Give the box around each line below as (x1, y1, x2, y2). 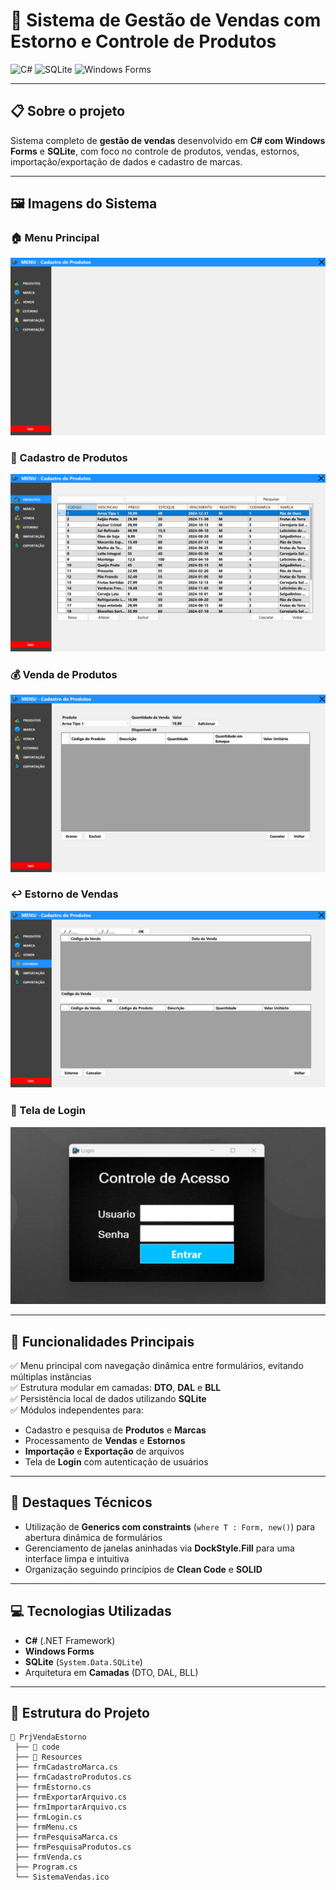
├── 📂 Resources (14, 1752, 83, 1763)
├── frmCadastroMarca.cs (14, 1762, 118, 1773)
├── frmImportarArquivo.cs (14, 1802, 128, 1813)
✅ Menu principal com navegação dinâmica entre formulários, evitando (10, 1359, 304, 1371)
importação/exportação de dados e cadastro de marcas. (10, 155, 243, 168)
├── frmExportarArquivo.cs (14, 1792, 128, 1803)
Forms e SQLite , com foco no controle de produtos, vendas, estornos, (10, 145, 300, 157)
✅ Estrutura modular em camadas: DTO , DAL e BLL (10, 1381, 222, 1393)
